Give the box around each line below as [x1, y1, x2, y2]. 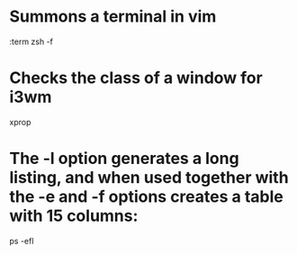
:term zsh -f [9, 36, 54, 47]
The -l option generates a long [9, 149, 240, 168]
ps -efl [9, 235, 34, 246]
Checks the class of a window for [9, 68, 263, 88]
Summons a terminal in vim [9, 6, 217, 27]
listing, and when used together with [9, 168, 290, 188]
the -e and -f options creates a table [9, 187, 283, 207]
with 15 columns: [9, 205, 139, 226]
